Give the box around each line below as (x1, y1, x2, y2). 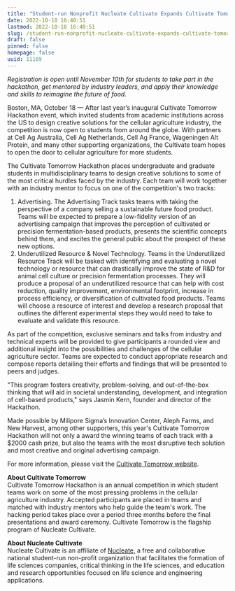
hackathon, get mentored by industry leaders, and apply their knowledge (7, 82, 219, 91)
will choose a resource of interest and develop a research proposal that (17, 301, 223, 310)
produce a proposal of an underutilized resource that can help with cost (17, 279, 225, 287)
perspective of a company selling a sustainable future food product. (17, 204, 213, 213)
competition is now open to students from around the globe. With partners (7, 125, 222, 134)
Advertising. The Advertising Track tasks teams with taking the (17, 197, 199, 206)
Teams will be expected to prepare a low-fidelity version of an (17, 212, 197, 220)
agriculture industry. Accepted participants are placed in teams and (7, 495, 201, 504)
